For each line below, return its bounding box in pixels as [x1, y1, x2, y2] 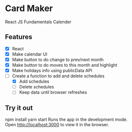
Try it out [5, 103, 33, 112]
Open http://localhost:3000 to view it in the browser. [5, 122, 109, 128]
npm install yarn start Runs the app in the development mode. [5, 117, 128, 122]
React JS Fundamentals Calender [5, 19, 72, 25]
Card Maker [5, 3, 53, 14]
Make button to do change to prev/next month [12, 57, 104, 62]
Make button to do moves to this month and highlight [12, 62, 117, 68]
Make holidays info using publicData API [12, 68, 93, 73]
